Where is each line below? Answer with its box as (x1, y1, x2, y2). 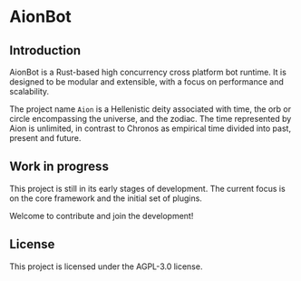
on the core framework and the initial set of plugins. (9, 193, 202, 204)
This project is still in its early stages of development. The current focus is (9, 183, 286, 194)
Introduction (9, 43, 82, 58)
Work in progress (9, 159, 109, 175)
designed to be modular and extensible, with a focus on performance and (9, 76, 284, 87)
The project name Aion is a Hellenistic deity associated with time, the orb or (9, 104, 292, 115)
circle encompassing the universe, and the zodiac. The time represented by (9, 114, 292, 124)
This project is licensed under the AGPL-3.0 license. (9, 261, 203, 272)
